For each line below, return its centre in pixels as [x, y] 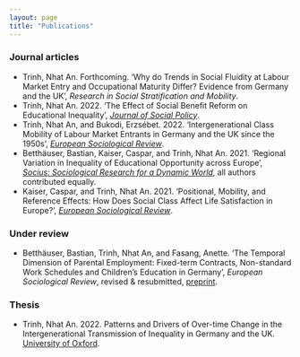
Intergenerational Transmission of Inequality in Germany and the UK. [149, 334]
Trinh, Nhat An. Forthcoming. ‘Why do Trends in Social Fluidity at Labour [155, 76]
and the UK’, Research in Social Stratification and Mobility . [130, 96]
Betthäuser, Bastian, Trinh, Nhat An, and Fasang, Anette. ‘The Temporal [154, 253]
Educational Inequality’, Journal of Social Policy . [111, 115]
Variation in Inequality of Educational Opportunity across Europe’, [142, 162]
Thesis [25, 305]
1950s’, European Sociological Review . [93, 144]
